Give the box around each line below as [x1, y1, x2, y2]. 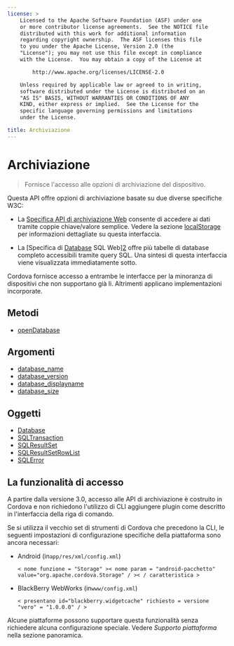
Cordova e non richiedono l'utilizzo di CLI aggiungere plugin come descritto [7, 502, 226, 510]
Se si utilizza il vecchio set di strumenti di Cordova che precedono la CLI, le [7, 523, 225, 532]
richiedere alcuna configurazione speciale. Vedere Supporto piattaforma [7, 623, 217, 632]
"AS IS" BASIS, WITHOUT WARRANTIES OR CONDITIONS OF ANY [20, 94, 190, 102]
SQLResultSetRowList [17, 449, 81, 457]
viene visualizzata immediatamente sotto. [17, 258, 137, 267]
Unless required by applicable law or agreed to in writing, [20, 81, 202, 88]
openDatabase [17, 326, 60, 334]
